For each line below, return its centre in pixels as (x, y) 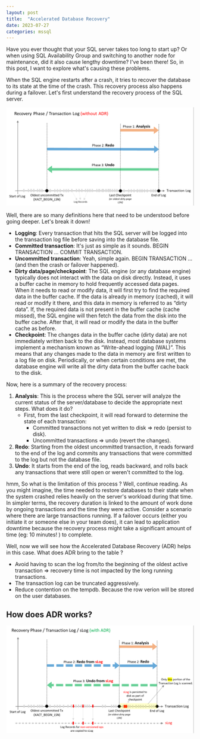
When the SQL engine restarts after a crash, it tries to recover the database (98, 80)
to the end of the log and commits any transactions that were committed (103, 453)
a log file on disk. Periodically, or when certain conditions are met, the (100, 360)
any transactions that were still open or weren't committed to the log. (99, 472)
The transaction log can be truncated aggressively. (77, 583)
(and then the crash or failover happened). (67, 265)
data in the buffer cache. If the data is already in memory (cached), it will (104, 297)
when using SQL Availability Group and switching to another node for (91, 56)
